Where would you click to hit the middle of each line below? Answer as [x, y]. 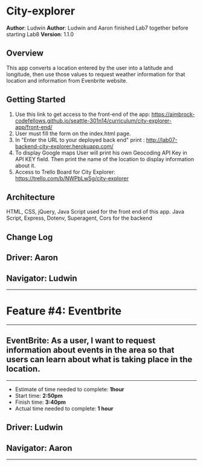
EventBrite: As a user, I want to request [81, 341]
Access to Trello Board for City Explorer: [65, 172]
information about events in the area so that [90, 350]
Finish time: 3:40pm [40, 402]
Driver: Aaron [32, 258]
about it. [25, 165]
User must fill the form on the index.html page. [73, 133]
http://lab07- [162, 139]
